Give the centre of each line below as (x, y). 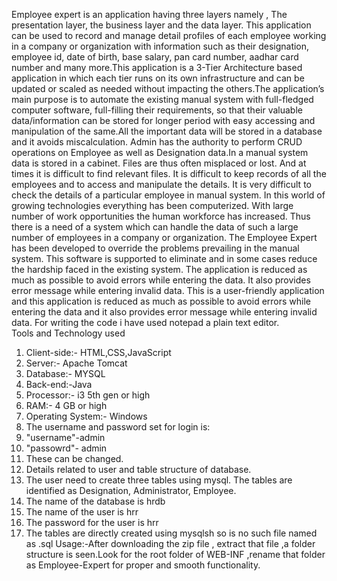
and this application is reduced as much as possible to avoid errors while (161, 301)
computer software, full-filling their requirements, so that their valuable (157, 110)
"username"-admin (65, 437)
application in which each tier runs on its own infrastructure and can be (158, 78)
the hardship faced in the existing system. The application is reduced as (159, 269)
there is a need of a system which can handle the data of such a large (155, 227)
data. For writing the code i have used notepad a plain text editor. (145, 322)
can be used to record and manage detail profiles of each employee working (169, 35)
